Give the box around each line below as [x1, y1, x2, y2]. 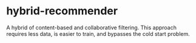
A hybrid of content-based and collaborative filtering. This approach [6, 24, 177, 31]
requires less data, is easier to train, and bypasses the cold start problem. [6, 30, 190, 37]
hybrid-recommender [6, 4, 118, 18]
